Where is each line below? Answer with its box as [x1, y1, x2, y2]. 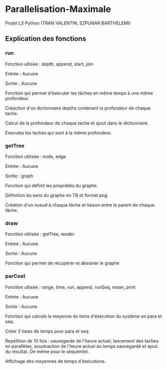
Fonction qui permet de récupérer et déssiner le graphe [5, 260, 120, 266]
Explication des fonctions [5, 34, 86, 43]
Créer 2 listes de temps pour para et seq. [5, 328, 90, 334]
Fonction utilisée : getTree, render [5, 231, 75, 237]
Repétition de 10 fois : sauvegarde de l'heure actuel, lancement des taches [5, 337, 159, 343]
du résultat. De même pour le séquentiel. [5, 348, 89, 354]
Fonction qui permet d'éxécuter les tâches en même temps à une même [5, 90, 153, 96]
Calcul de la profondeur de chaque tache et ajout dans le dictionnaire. [5, 120, 149, 126]
